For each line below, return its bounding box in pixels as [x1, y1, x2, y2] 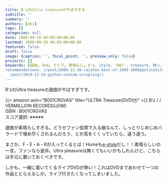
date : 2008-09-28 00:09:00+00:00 [5, 35, 75, 40]
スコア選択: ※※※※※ [5, 114, 44, 120]
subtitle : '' [5, 12, 32, 17]
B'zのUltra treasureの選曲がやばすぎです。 [5, 86, 92, 92]
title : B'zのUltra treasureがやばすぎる [5, 7, 85, 12]
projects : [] [5, 58, 32, 63]
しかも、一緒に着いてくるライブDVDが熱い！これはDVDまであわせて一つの [5, 164, 159, 170]
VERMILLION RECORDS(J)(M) [5, 103, 66, 109]
